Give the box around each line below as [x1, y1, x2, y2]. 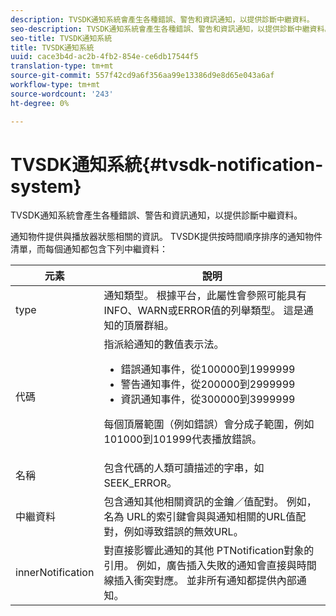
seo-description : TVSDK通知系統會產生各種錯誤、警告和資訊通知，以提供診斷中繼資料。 [10, 24, 333, 34]
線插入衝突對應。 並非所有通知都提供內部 [103, 574, 297, 588]
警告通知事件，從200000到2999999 [120, 377, 296, 391]
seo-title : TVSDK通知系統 [10, 33, 113, 43]
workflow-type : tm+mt [10, 80, 101, 90]
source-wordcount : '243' [10, 89, 114, 99]
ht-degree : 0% [10, 98, 70, 108]
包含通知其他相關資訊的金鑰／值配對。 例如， [103, 495, 317, 509]
